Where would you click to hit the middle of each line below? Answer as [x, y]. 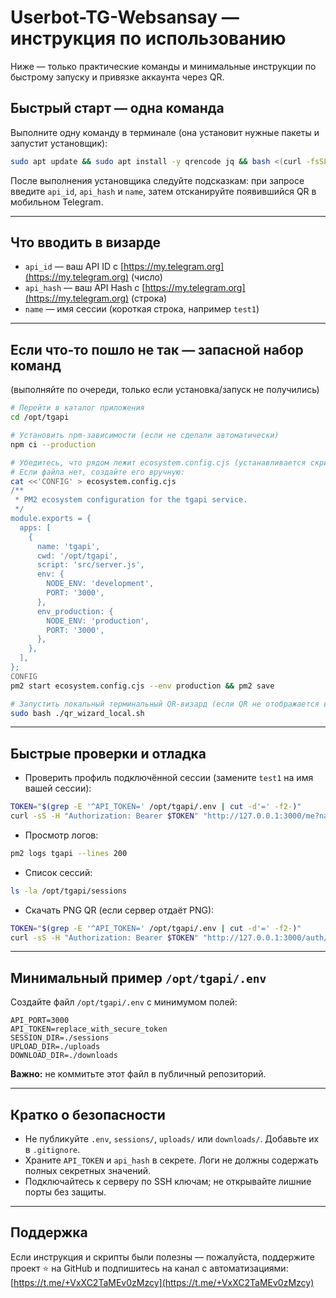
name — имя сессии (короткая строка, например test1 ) [142, 309]
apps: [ [35, 527]
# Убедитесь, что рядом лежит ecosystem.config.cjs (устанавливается [158, 462]
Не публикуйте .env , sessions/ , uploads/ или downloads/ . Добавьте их [172, 1139]
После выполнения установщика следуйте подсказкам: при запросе [157, 180]
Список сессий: [58, 872]
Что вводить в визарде [86, 242]
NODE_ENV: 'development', [100, 584]
